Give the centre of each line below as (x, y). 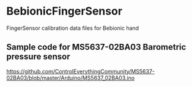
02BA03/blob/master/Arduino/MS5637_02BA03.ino (71, 78)
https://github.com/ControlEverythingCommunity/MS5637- (80, 71)
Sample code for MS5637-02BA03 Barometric (96, 47)
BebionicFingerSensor (65, 11)
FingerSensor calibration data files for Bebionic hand (73, 28)
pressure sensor (38, 57)
